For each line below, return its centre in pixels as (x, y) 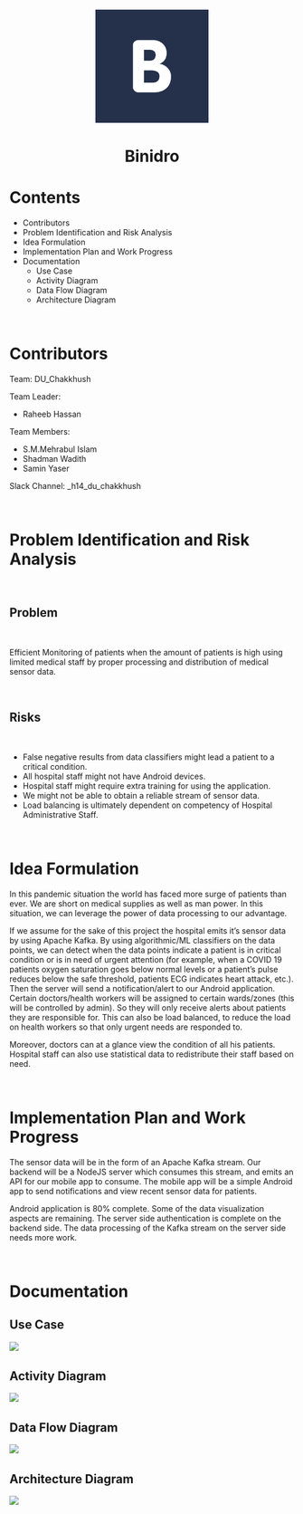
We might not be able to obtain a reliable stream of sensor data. (141, 795)
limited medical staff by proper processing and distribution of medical (139, 662)
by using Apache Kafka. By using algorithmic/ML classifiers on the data (142, 940)
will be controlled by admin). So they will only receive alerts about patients (148, 1007)
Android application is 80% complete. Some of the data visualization (137, 1208)
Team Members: (40, 432)
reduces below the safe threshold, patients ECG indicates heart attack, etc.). (151, 979)
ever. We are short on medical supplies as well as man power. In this (137, 903)
